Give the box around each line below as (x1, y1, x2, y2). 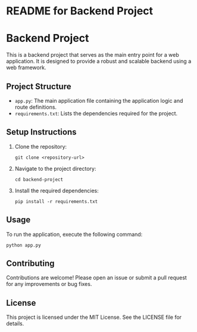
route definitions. (14, 103, 57, 110)
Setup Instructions (6, 127, 77, 137)
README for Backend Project (6, 4, 154, 18)
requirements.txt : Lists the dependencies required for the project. (14, 109, 178, 117)
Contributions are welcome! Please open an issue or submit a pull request (6, 274, 187, 281)
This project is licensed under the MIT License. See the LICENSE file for (6, 313, 182, 321)
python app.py (6, 242, 42, 248)
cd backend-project (14, 176, 64, 183)
